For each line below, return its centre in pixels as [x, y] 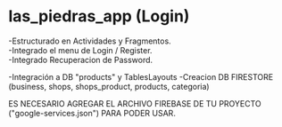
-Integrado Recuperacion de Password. [81, 60]
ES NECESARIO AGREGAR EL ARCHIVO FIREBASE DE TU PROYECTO [135, 103]
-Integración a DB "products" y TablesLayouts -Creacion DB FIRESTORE [141, 76]
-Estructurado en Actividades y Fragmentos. [90, 41]
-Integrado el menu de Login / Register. [80, 50]
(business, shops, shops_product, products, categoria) [109, 86]
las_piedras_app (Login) [99, 16]
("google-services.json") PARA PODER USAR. [92, 113]
